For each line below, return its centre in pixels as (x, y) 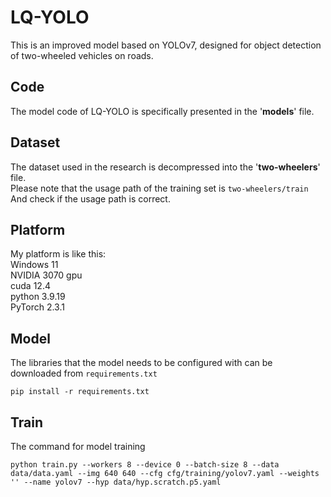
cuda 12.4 (30, 286)
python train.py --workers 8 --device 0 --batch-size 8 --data (145, 465)
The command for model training (78, 446)
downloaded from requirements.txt (84, 373)
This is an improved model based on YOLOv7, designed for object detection (166, 45)
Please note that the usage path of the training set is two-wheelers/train (159, 188)
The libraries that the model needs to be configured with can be (141, 363)
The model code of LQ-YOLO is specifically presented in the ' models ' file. (162, 111)
